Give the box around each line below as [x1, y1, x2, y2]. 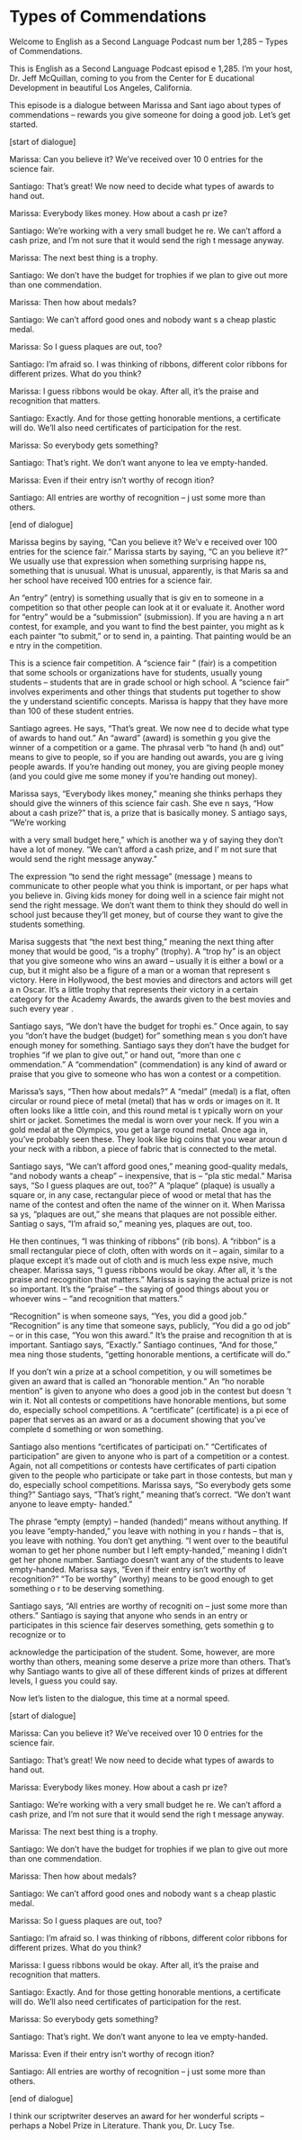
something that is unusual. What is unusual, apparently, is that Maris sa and [9, 565, 289, 576]
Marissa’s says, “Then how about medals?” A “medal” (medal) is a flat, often [9, 1085, 291, 1096]
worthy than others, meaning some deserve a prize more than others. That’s [9, 1655, 291, 1667]
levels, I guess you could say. [9, 1675, 119, 1686]
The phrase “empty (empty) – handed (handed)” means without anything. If [9, 1516, 289, 1527]
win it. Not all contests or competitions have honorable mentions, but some [9, 1394, 287, 1406]
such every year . [9, 1002, 74, 1014]
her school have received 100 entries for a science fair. [9, 575, 213, 585]
